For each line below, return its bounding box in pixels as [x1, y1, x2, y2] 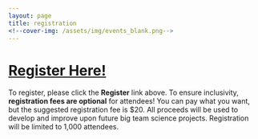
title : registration [8, 19, 78, 27]
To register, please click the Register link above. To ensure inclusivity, [8, 88, 239, 97]
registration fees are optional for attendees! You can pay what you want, [8, 96, 251, 106]
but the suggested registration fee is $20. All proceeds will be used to [8, 105, 239, 115]
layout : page [8, 11, 52, 20]
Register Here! [8, 61, 107, 80]
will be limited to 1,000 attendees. [8, 122, 119, 132]
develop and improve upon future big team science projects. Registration [8, 113, 249, 123]
